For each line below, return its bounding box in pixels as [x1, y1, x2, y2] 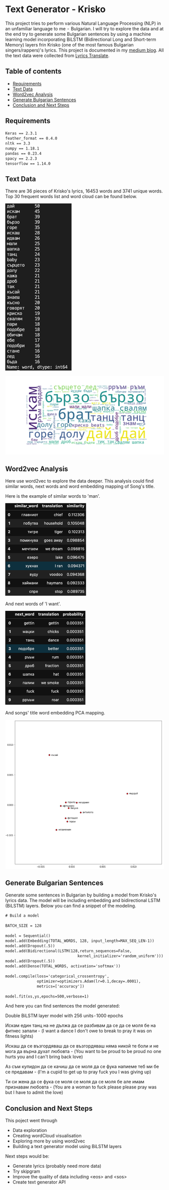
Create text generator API [12, 1179, 66, 1185]
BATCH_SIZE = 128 [5, 923, 42, 928]
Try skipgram [12, 1168, 40, 1174]
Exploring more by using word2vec [12, 1138, 86, 1144]
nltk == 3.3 [5, 140, 30, 146]
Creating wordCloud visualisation [12, 1133, 82, 1139]
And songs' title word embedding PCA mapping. [5, 710, 105, 716]
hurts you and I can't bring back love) [5, 1054, 83, 1060]
